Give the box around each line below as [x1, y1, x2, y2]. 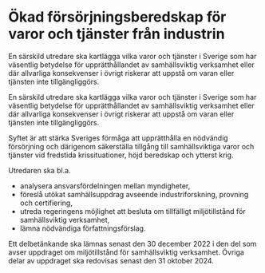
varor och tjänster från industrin [8, 25, 225, 43]
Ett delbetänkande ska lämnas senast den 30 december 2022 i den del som [8, 239, 257, 248]
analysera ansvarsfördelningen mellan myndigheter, [19, 180, 191, 191]
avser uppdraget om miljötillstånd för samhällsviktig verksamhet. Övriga [8, 247, 245, 257]
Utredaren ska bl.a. [8, 165, 71, 175]
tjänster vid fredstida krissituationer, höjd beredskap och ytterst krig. [8, 150, 234, 160]
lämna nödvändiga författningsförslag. [19, 224, 146, 233]
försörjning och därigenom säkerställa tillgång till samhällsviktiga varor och [8, 141, 255, 151]
